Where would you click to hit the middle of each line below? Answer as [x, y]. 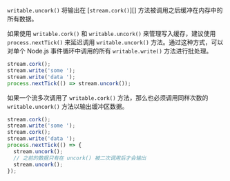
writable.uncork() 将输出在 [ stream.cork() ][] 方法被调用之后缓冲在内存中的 [115, 10]
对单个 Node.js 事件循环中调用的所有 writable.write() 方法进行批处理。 [110, 51]
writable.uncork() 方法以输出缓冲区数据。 [68, 106]
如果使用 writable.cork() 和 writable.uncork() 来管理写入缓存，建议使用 [112, 34]
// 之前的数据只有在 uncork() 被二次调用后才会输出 [80, 158]
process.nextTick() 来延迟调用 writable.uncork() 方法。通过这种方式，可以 [115, 42]
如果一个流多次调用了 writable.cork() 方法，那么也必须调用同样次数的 [108, 97]
